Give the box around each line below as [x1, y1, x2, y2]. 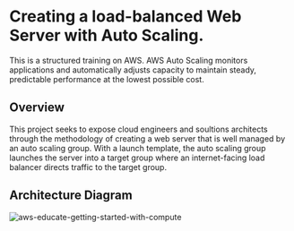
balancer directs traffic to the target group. [9, 161, 168, 172]
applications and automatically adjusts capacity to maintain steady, [9, 64, 257, 75]
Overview [9, 100, 65, 115]
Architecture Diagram [9, 188, 133, 203]
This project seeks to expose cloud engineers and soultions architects [9, 124, 268, 134]
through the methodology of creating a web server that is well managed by [9, 133, 286, 144]
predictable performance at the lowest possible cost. [9, 73, 204, 84]
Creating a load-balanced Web [9, 6, 242, 27]
